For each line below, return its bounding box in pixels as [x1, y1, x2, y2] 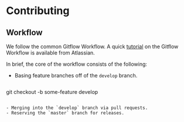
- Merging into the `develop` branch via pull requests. [6, 105, 148, 111]
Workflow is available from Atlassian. [6, 49, 95, 56]
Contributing [6, 4, 70, 18]
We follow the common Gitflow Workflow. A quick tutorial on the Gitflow [6, 43, 179, 50]
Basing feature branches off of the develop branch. [14, 72, 138, 79]
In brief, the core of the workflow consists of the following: [6, 60, 148, 67]
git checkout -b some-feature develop [6, 89, 98, 95]
